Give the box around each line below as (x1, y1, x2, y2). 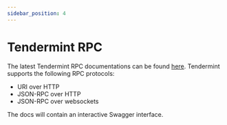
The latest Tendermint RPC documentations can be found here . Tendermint (7, 62, 220, 70)
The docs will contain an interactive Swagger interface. (7, 110, 164, 118)
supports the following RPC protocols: (7, 69, 115, 77)
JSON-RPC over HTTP (17, 89, 81, 98)
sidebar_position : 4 (7, 10, 67, 17)
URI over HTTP (17, 83, 60, 91)
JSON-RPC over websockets (17, 97, 99, 105)
